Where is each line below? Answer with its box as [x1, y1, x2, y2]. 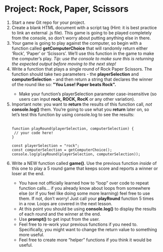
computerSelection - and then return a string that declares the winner [11, 76, 153, 82]
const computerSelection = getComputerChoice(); [11, 147, 112, 152]
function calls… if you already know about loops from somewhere [18, 185, 150, 191]
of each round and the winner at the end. [18, 211, 101, 217]
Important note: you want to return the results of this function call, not [11, 101, 152, 107]
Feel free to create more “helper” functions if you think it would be [18, 237, 152, 243]
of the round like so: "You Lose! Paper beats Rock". [11, 81, 116, 87]
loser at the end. [11, 170, 45, 176]
